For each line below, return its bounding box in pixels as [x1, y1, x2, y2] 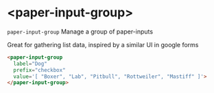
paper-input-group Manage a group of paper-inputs [7, 27, 153, 36]
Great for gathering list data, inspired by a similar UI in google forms [7, 40, 199, 49]
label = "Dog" [13, 60, 48, 67]
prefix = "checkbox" [13, 66, 67, 73]
